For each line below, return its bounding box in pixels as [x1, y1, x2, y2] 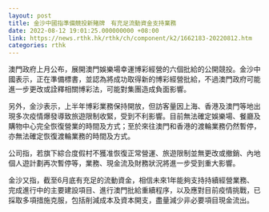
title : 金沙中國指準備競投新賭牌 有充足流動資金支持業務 [8, 19, 177, 27]
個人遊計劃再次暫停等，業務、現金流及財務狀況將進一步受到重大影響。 [8, 158, 240, 168]
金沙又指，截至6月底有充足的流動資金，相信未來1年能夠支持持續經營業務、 [8, 175, 255, 185]
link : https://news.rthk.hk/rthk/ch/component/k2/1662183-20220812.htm [8, 34, 252, 42]
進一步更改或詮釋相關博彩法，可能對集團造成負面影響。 [8, 85, 191, 94]
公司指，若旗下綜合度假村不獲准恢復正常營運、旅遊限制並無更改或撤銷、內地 [8, 149, 261, 158]
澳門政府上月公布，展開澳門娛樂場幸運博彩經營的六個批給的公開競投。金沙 [8, 65, 254, 74]
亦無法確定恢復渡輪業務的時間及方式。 [8, 131, 134, 141]
